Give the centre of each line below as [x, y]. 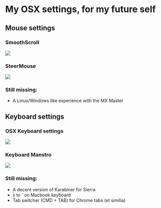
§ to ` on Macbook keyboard [42, 195]
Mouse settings [30, 28]
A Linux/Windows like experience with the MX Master [68, 101]
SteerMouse [21, 66]
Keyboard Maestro [28, 155]
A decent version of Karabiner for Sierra [54, 189]
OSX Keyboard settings [34, 131]
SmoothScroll [22, 42]
